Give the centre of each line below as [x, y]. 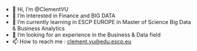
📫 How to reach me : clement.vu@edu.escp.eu [72, 41]
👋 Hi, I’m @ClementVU [40, 9]
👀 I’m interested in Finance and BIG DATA [64, 16]
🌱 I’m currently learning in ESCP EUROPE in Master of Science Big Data [102, 22]
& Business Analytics [38, 28]
